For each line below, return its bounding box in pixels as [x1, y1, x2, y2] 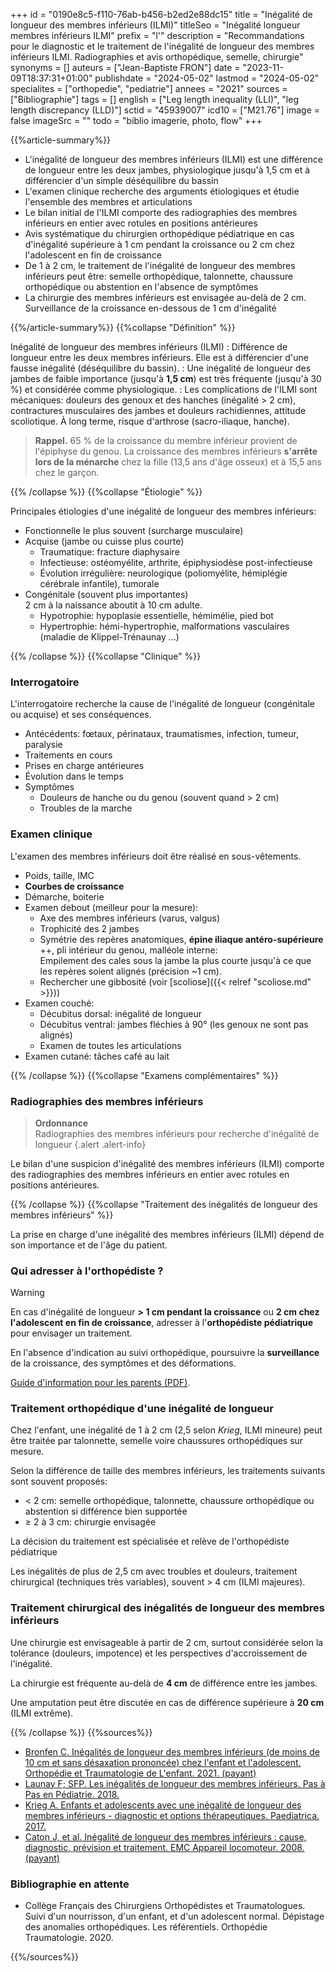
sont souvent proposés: [10, 1475, 108, 1488]
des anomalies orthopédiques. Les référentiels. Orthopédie [24, 1921, 268, 1933]
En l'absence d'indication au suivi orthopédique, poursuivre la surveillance [10, 1347, 320, 1359]
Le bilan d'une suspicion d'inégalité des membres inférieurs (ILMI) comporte [10, 1157, 325, 1169]
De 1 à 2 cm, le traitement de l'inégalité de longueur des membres [24, 260, 296, 271]
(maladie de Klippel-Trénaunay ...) [39, 631, 180, 643]
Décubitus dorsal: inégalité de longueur [39, 1007, 203, 1019]
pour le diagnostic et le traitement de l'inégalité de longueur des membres [10, 40, 315, 52]
